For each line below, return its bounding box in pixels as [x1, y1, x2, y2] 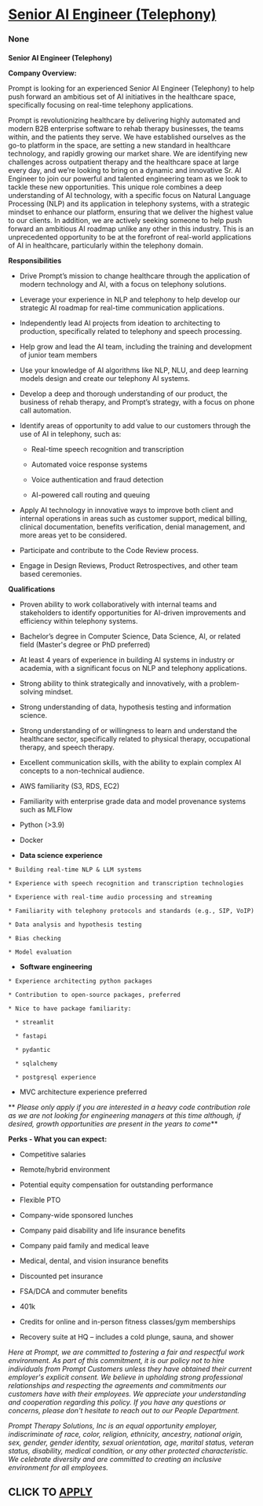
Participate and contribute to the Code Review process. [19, 545, 199, 555]
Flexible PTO [19, 1195, 61, 1204]
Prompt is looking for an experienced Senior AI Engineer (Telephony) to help [8, 83, 255, 93]
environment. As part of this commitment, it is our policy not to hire [8, 1355, 225, 1365]
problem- [209, 678, 240, 688]
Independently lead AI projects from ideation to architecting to [19, 318, 221, 328]
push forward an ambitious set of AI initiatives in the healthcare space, [8, 92, 236, 101]
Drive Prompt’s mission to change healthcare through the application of [19, 271, 250, 280]
